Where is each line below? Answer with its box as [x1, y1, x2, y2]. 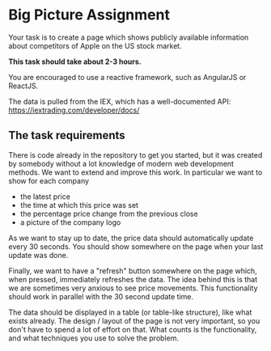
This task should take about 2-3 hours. [8, 57, 142, 66]
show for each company [8, 175, 90, 185]
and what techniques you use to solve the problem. [8, 333, 180, 343]
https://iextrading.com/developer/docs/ [8, 105, 140, 115]
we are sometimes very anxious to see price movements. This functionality [8, 283, 258, 293]
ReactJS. [8, 81, 39, 91]
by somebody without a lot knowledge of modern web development [8, 159, 235, 168]
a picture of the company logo [19, 217, 121, 227]
